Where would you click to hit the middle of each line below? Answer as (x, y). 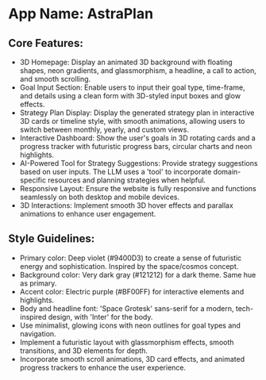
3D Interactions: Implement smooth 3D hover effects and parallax (127, 205)
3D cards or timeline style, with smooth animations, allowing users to (132, 121)
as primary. (38, 283)
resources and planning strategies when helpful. (127, 180)
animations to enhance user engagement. (88, 214)
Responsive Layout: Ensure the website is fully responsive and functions (138, 188)
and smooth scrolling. (55, 79)
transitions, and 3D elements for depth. (84, 351)
